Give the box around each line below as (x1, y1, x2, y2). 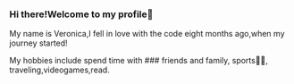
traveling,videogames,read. (9, 64, 110, 75)
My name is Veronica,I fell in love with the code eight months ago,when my (9, 29, 285, 39)
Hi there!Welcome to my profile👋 (9, 8, 154, 21)
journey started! (9, 38, 69, 48)
